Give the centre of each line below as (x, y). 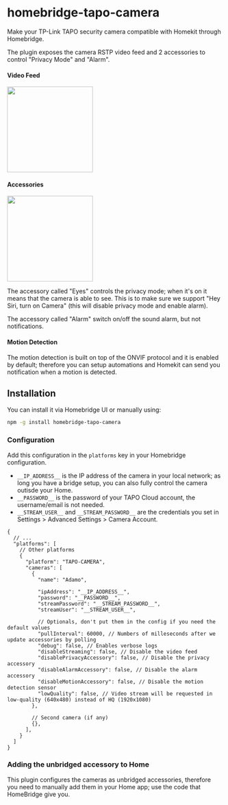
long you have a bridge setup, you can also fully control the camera (112, 483)
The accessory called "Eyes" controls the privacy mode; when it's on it (107, 291)
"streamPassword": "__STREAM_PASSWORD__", (99, 604)
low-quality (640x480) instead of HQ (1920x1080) (79, 699)
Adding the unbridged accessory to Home (78, 765)
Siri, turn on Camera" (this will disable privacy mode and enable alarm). (107, 306)
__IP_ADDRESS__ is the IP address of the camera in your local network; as (119, 475)
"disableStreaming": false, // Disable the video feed (117, 652)
